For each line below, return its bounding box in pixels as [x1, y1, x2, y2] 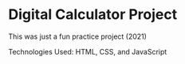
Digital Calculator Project [8, 6, 178, 24]
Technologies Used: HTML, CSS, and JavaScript [8, 47, 167, 56]
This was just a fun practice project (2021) [8, 32, 148, 41]
